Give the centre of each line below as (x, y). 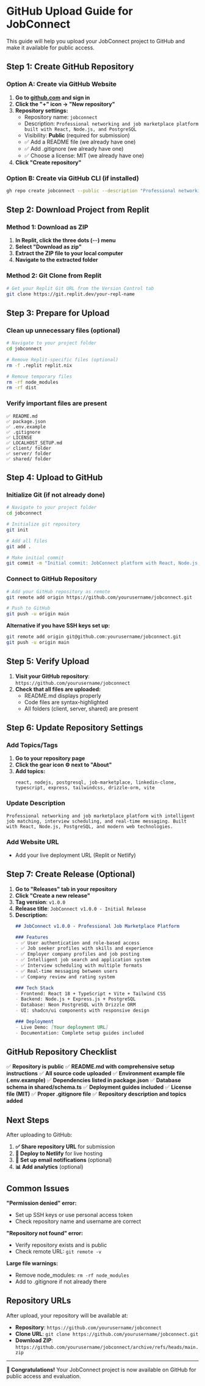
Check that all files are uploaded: (58, 689)
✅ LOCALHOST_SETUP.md (34, 443)
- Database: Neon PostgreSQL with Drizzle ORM (75, 1005)
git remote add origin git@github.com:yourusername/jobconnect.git (94, 637)
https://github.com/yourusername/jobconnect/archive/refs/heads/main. (107, 1347)
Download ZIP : (34, 1340)
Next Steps (28, 1120)
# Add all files (27, 541)
